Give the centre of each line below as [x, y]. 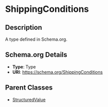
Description [24, 27]
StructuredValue [29, 100]
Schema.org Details [36, 55]
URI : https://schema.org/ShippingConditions [57, 72]
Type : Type [24, 67]
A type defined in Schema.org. [36, 39]
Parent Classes [29, 88]
